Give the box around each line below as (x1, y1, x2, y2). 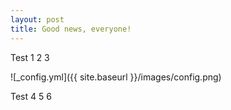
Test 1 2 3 (10, 51, 50, 63)
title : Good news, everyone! (10, 24, 132, 34)
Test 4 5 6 (10, 90, 52, 102)
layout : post (10, 14, 65, 25)
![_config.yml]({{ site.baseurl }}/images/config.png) (10, 71, 222, 83)
